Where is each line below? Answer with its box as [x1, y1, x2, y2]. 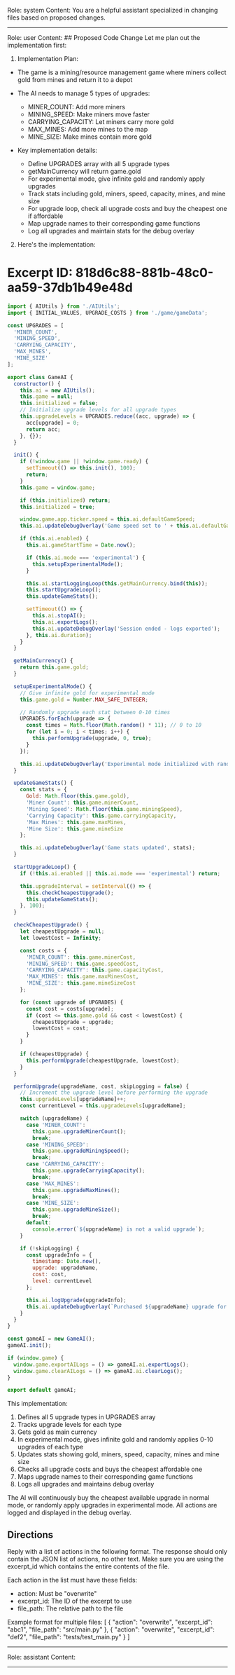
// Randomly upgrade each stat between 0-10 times [20, 709, 171, 716]
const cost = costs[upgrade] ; [25, 1005, 114, 1012]
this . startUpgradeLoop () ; [25, 587, 101, 594]
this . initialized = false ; [20, 399, 99, 407]
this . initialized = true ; [20, 503, 96, 510]
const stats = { [20, 786, 68, 793]
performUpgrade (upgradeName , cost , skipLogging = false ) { [13, 1083, 190, 1090]
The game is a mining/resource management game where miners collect [17, 68, 227, 76]
